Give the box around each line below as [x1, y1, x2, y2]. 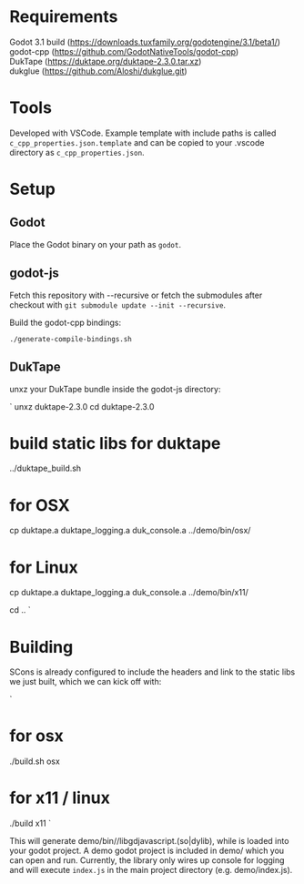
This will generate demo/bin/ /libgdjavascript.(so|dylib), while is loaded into [9, 836, 289, 847]
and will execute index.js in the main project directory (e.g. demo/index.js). [9, 865, 293, 876]
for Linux [9, 557, 79, 577]
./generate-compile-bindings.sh [9, 334, 132, 343]
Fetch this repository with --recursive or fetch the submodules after [9, 290, 263, 300]
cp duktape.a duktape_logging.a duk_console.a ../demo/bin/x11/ [9, 587, 248, 598]
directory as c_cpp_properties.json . [9, 147, 145, 157]
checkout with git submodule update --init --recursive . [9, 299, 226, 310]
